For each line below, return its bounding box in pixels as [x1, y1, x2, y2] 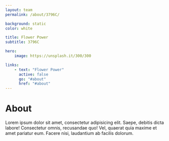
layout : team [5, 7, 33, 13]
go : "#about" [18, 77, 46, 82]
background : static [5, 21, 46, 26]
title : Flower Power [5, 35, 49, 40]
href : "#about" [18, 81, 51, 86]
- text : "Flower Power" [14, 67, 65, 72]
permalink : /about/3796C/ [5, 12, 60, 17]
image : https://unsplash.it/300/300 [14, 53, 92, 58]
